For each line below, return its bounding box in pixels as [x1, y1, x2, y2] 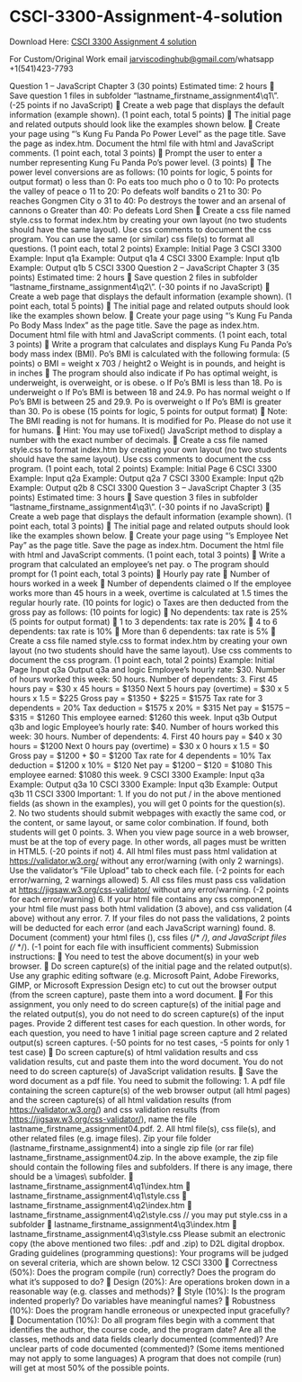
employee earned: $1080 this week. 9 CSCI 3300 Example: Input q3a [9, 769, 265, 780]
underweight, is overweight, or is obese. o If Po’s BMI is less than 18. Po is [9, 376, 283, 388]
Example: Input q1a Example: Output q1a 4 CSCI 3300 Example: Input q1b [9, 252, 280, 263]
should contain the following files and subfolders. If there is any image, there [9, 1161, 293, 1172]
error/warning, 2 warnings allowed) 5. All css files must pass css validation [9, 874, 286, 885]
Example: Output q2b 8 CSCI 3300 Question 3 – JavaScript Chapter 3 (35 [9, 482, 281, 492]
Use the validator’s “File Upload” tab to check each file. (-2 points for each [9, 864, 285, 875]
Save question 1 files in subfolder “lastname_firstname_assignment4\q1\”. [9, 90, 280, 101]
